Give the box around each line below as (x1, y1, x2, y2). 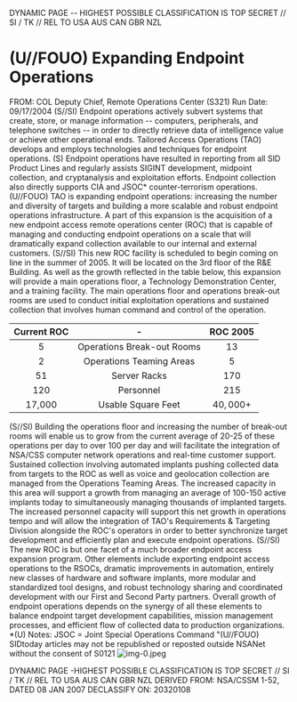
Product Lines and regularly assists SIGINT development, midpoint (9, 162, 253, 173)
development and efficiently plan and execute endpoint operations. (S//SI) (9, 534, 280, 545)
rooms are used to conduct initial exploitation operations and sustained (9, 295, 269, 305)
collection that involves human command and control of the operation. (9, 304, 267, 315)
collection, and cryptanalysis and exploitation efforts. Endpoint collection (9, 172, 277, 182)
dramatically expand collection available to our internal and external (9, 238, 258, 248)
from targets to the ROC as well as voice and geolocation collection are (9, 468, 269, 479)
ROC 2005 (209, 325, 255, 337)
